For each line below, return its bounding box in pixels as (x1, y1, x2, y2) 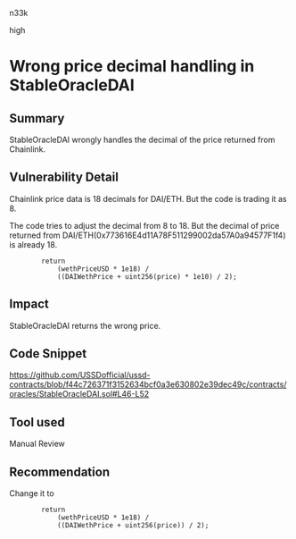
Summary (9, 111, 65, 126)
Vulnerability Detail (9, 170, 119, 185)
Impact (9, 297, 49, 312)
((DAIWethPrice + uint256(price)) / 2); (56, 521, 210, 530)
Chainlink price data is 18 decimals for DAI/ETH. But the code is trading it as (9, 193, 287, 204)
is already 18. (9, 239, 58, 249)
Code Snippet (9, 346, 87, 361)
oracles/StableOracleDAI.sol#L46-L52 (9, 389, 150, 400)
